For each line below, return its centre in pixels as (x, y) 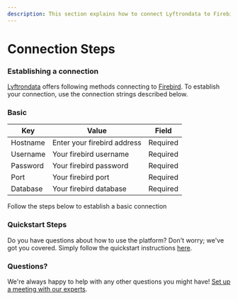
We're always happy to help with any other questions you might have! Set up (119, 282)
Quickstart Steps (37, 225)
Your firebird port (81, 177)
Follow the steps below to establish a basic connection (87, 206)
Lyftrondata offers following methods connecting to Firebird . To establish (114, 87)
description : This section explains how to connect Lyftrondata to (109, 14)
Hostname (28, 143)
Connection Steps (61, 49)
